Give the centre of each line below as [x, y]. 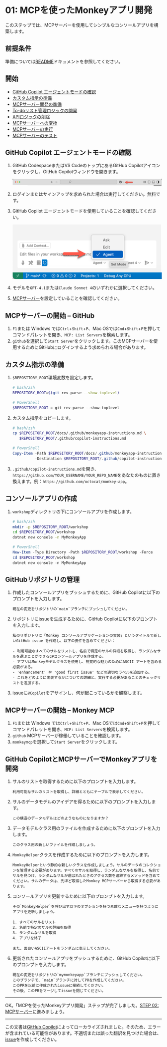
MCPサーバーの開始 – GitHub [50, 316]
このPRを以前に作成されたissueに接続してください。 [59, 986]
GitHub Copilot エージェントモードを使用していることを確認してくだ [82, 211]
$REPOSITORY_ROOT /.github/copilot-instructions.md [73, 439]
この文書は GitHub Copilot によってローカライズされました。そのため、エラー [83, 1027]
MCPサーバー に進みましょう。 [36, 1012]
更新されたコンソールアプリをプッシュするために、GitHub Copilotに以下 [86, 958]
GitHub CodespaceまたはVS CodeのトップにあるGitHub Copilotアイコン [86, 166]
